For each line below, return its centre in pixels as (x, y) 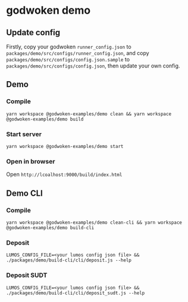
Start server (24, 134)
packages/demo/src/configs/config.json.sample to (68, 59)
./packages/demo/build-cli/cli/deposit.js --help (69, 260)
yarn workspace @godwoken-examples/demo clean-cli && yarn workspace (94, 222)
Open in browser (31, 161)
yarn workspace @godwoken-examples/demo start (65, 146)
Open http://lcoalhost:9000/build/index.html (64, 174)
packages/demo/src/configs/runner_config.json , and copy (78, 53)
